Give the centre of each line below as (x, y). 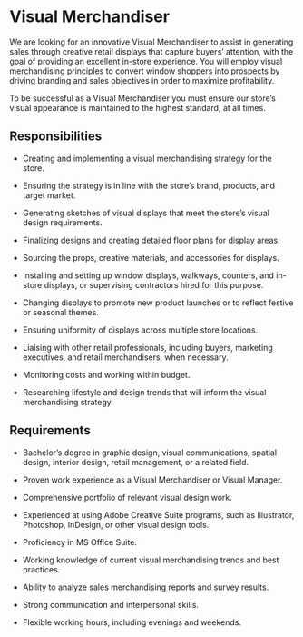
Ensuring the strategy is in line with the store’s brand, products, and (148, 185)
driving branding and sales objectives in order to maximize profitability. (142, 80)
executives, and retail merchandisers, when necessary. (125, 357)
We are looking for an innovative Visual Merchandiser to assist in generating (151, 42)
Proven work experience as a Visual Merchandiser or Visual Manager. (152, 480)
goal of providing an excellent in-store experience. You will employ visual (146, 61)
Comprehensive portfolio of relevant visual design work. (127, 497)
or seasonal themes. (61, 312)
